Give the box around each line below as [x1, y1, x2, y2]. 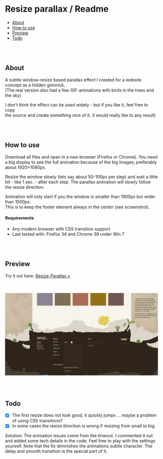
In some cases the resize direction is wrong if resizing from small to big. [12, 423, 156, 429]
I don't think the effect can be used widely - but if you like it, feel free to [5, 101, 148, 108]
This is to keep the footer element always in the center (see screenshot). [5, 204, 150, 210]
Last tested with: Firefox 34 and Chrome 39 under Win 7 [12, 231, 125, 237]
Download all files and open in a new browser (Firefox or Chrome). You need [5, 154, 158, 160]
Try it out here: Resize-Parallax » [5, 273, 70, 279]
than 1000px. [5, 199, 32, 204]
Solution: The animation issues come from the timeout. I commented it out [5, 433, 153, 439]
